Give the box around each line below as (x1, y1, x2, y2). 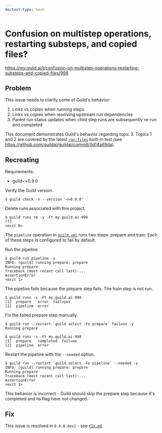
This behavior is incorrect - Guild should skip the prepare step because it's (5, 391, 155, 397)
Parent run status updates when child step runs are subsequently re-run (12, 117, 157, 123)
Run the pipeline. (5, 247, 39, 253)
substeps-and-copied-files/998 (5, 70, 69, 76)
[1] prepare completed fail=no (5, 339, 77, 343)
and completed (12, 122, 43, 128)
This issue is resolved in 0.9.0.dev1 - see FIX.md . (5, 423, 104, 429)
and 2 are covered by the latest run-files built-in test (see (5, 137, 123, 143)
